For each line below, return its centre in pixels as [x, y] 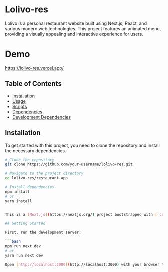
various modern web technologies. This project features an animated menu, [83, 28]
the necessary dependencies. [36, 150]
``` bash [13, 242]
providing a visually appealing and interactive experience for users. [74, 34]
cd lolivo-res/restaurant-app [37, 178]
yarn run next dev [24, 255]
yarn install [19, 201]
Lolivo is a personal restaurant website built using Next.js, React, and [76, 23]
